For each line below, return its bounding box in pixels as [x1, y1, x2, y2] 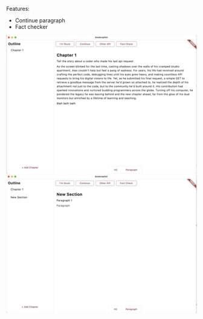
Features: [6, 5, 30, 12]
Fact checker [14, 24, 48, 30]
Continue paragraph [14, 17, 65, 24]
